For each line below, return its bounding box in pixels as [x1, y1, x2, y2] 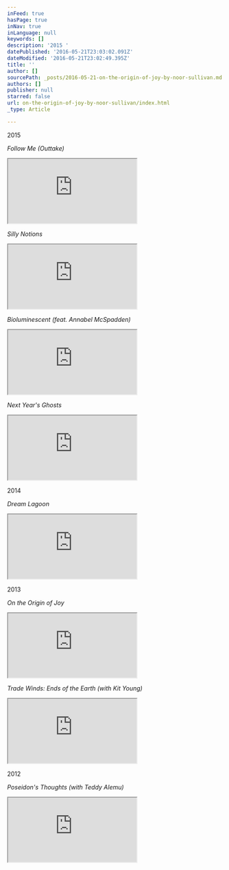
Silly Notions [7, 230, 43, 238]
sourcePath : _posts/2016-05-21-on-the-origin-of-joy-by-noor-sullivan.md [7, 74, 223, 81]
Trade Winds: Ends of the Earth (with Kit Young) [7, 684, 143, 692]
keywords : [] [7, 36, 45, 43]
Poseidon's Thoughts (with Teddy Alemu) [7, 783, 125, 791]
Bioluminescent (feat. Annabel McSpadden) [7, 315, 132, 323]
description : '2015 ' [7, 42, 69, 49]
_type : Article [7, 106, 51, 113]
